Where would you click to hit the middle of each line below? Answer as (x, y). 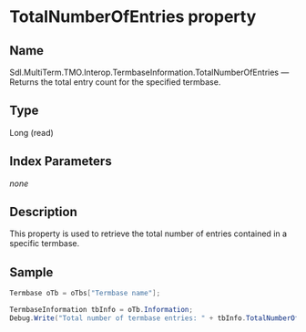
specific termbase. (45, 244)
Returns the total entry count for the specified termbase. (115, 82)
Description (43, 212)
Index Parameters (61, 161)
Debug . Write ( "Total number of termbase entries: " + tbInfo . (128, 318)
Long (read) (32, 132)
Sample (31, 272)
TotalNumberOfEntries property (133, 17)
